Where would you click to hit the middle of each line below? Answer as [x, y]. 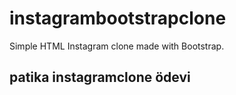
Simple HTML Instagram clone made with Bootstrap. [117, 46]
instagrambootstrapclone [118, 18]
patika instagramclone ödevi [100, 77]
